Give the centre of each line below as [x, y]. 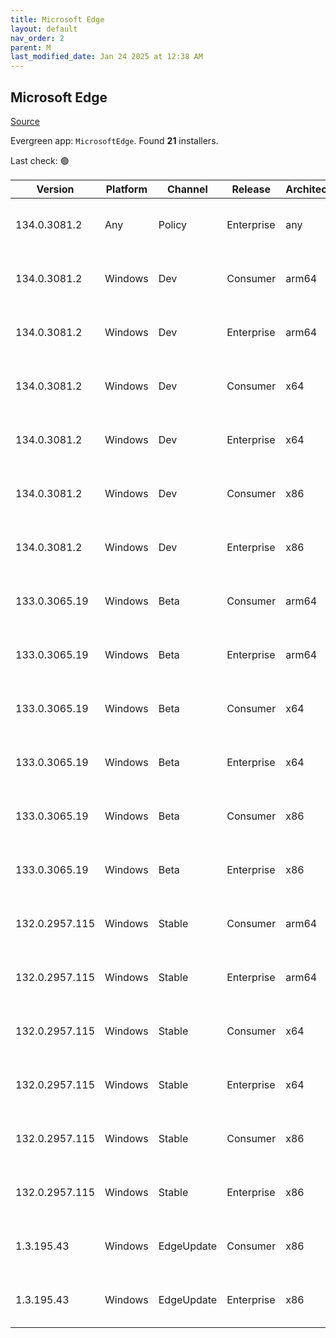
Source [25, 121]
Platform [126, 189]
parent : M [31, 47]
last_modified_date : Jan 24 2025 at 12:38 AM [106, 57]
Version [55, 189]
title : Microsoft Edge [57, 19]
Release [251, 189]
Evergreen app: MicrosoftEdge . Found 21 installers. [114, 140]
